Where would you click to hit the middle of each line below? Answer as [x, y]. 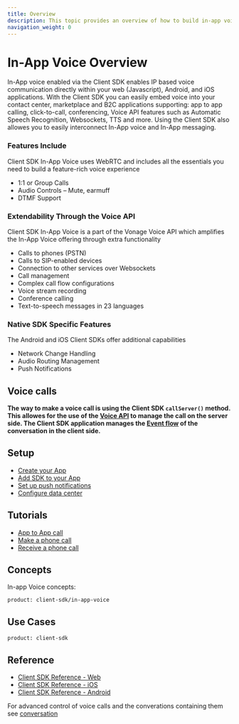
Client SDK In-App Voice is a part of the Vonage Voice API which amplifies [116, 231]
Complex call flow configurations [66, 283]
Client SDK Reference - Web [59, 677]
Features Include [37, 146]
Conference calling [46, 298]
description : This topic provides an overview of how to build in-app [114, 21]
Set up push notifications [54, 485]
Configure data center [50, 493]
